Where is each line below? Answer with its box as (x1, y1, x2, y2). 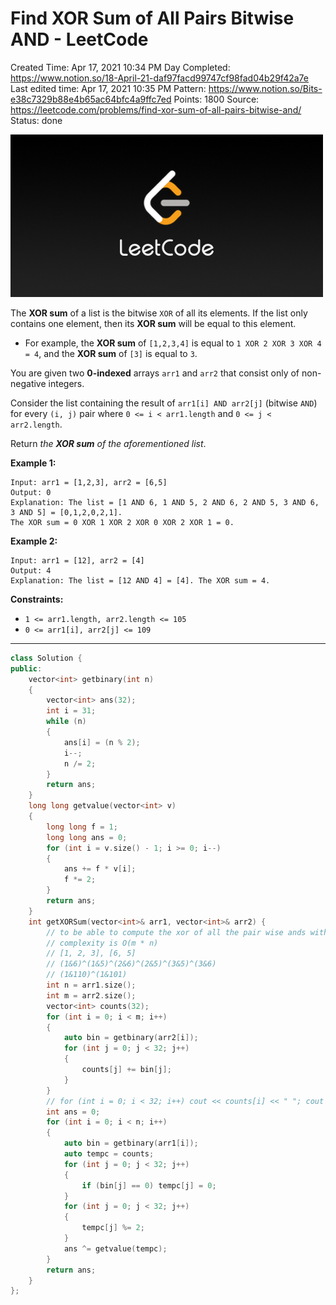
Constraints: (10, 593, 64, 605)
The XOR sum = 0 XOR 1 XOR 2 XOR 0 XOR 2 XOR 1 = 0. (10, 517, 235, 527)
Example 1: (10, 457, 57, 469)
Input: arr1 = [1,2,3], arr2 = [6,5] (10, 477, 168, 487)
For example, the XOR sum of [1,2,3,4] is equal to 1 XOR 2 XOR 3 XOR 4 (24, 337, 322, 349)
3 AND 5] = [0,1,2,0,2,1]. (10, 507, 123, 517)
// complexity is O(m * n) (46, 938, 159, 948)
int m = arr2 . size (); (46, 990, 137, 1001)
